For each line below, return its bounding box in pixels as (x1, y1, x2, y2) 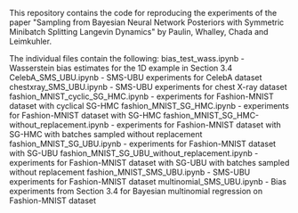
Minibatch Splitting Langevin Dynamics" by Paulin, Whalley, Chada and (9, 27, 269, 37)
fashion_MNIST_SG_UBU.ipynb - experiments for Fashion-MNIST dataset (9, 138, 277, 149)
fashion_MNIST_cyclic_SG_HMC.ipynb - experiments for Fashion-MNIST (9, 91, 274, 102)
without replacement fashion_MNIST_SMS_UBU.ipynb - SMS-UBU (9, 167, 251, 177)
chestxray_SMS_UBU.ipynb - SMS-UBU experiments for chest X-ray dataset (9, 82, 287, 92)
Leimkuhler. (9, 36, 52, 46)
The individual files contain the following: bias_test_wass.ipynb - (9, 53, 245, 63)
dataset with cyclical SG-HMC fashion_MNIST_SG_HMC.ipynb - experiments (9, 101, 289, 111)
